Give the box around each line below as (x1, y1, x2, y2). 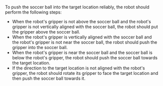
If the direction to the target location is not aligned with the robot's (12, 65, 145, 71)
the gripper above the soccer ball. (12, 29, 80, 34)
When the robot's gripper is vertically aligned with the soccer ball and (12, 34, 152, 40)
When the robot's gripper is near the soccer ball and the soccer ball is (12, 50, 153, 55)
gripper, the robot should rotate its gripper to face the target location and (12, 70, 159, 76)
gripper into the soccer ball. (12, 45, 68, 50)
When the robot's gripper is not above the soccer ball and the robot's (12, 19, 151, 24)
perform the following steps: (5, 9, 62, 15)
